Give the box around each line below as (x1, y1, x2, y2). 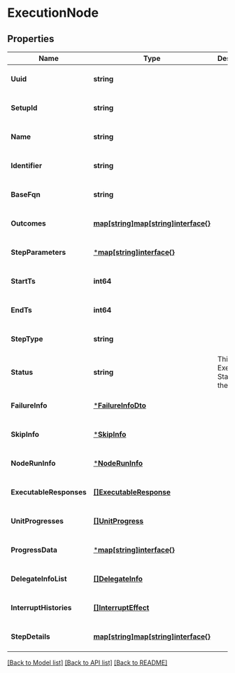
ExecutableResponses (10, 487, 87, 497)
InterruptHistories (10, 603, 72, 612)
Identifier (10, 161, 43, 170)
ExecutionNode (7, 5, 99, 21)
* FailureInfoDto (93, 401, 147, 410)
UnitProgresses (10, 516, 64, 526)
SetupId (10, 103, 38, 113)
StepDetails (10, 632, 50, 641)
